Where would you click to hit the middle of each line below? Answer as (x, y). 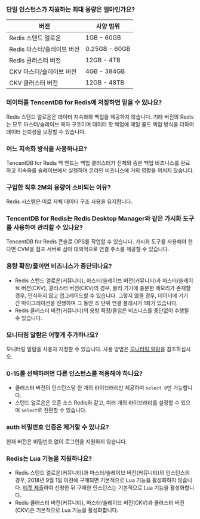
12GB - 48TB (105, 83)
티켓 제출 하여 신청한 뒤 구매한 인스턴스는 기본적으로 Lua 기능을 (96, 487)
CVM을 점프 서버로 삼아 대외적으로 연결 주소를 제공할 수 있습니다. (93, 249)
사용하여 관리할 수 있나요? (48, 228)
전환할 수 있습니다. (65, 410)
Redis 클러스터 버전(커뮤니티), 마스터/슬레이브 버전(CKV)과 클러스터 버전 (100, 502)
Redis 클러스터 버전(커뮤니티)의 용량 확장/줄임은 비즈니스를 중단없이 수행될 (102, 310)
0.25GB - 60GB (108, 49)
